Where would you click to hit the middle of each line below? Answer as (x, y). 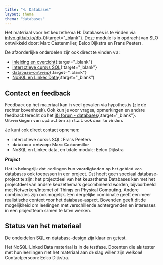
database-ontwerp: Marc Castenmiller (50, 145)
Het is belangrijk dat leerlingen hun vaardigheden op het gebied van (74, 169)
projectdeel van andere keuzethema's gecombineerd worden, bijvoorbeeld (80, 185)
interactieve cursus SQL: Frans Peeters (51, 140)
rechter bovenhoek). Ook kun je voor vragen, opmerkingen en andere (75, 110)
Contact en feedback (38, 93)
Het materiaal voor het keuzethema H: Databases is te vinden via (70, 33)
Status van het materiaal (43, 226)
